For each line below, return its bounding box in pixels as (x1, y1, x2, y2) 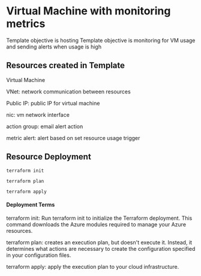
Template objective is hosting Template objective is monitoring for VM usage (6, 37, 196, 44)
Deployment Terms (6, 201, 55, 208)
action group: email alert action (6, 123, 83, 130)
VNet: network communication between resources (6, 88, 131, 95)
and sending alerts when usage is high (6, 43, 102, 50)
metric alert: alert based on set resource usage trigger (6, 134, 140, 141)
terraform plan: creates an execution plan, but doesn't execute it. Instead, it (6, 238, 193, 246)
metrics (6, 17, 46, 31)
